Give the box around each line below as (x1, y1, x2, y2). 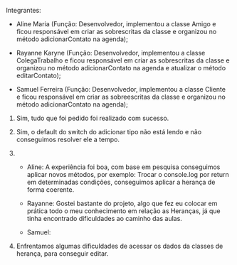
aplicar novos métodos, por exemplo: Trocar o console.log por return (26, 171, 229, 178)
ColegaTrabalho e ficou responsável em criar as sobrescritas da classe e (16, 56, 230, 65)
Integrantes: (6, 6, 41, 14)
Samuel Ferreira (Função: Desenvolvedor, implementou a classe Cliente (16, 85, 226, 93)
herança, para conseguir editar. (16, 249, 109, 258)
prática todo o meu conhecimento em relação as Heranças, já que (26, 207, 221, 215)
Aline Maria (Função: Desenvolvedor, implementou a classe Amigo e (16, 20, 216, 28)
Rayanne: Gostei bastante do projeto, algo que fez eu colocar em (26, 199, 218, 207)
